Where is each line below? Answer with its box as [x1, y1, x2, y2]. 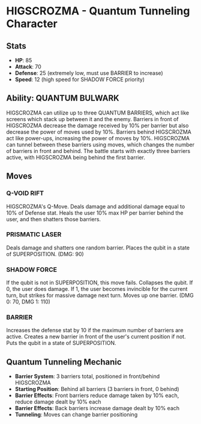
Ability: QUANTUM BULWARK [6, 93, 119, 103]
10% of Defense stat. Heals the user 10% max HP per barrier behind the [6, 209, 184, 216]
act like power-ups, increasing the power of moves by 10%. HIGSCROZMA [6, 134, 190, 142]
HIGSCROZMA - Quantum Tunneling [6, 4, 190, 18]
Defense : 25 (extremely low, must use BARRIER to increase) [14, 70, 163, 76]
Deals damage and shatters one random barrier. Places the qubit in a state [6, 244, 190, 251]
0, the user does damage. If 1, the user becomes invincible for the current [6, 285, 188, 293]
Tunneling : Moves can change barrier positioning [14, 411, 138, 418]
